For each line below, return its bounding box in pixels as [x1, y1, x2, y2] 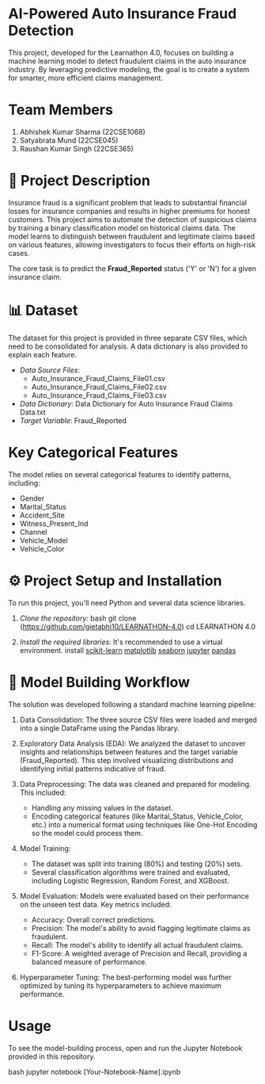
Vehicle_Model [19, 536, 69, 545]
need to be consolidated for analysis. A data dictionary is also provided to [8, 342, 248, 351]
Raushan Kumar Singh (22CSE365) [19, 143, 134, 153]
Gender [19, 493, 45, 503]
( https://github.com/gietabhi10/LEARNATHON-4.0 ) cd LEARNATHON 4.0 [19, 621, 256, 631]
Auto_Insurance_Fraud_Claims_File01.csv [31, 373, 166, 383]
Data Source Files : [19, 365, 81, 375]
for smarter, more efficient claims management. [8, 73, 164, 82]
